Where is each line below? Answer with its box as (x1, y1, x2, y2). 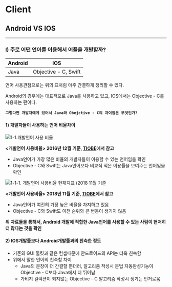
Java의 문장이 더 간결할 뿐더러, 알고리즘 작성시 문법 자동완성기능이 (20, 262, 154, 269)
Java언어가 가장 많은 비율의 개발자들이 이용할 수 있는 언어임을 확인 (12, 156, 146, 162)
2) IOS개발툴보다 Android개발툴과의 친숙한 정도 (5, 238, 101, 244)
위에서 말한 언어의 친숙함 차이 (12, 256, 72, 262)
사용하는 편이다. (5, 99, 37, 105)
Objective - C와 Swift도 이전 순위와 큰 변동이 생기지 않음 (12, 208, 126, 214)
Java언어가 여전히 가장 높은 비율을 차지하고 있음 (12, 201, 109, 208)
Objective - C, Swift (33, 68, 81, 75)
